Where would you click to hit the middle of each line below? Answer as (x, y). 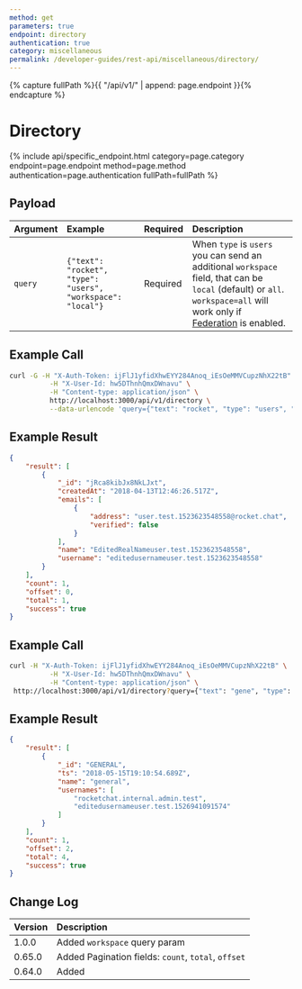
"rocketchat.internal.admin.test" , (140, 798)
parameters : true (42, 26)
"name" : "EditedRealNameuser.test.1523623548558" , (154, 550)
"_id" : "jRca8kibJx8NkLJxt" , (112, 483)
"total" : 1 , (48, 600)
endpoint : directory (48, 34)
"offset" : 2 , (50, 848)
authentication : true (50, 43)
